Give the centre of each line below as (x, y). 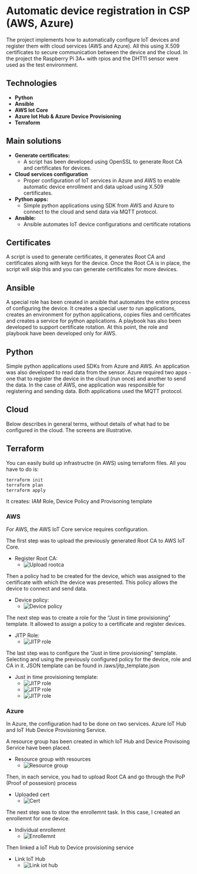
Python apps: (31, 199)
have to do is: (23, 469)
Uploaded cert (32, 794)
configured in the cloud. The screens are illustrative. (69, 430)
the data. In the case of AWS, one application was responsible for (85, 385)
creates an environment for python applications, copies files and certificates (98, 315)
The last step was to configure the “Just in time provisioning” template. (92, 653)
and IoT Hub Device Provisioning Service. (56, 730)
